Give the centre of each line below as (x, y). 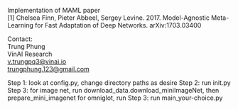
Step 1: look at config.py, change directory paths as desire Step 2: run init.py (119, 83)
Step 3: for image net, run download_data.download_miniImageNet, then (113, 90)
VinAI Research (30, 54)
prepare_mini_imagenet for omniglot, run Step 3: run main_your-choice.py (115, 98)
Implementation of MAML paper (54, 10)
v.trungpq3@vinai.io (37, 62)
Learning (21, 25)
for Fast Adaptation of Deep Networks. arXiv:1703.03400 (118, 25)
